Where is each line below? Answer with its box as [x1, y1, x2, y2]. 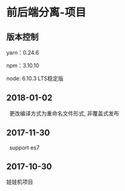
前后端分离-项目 [6, 5, 87, 19]
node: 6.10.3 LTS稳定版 [6, 75, 64, 82]
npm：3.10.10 [6, 62, 40, 69]
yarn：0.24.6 [6, 49, 40, 56]
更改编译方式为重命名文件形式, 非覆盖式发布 [9, 109, 120, 117]
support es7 [9, 144, 40, 151]
